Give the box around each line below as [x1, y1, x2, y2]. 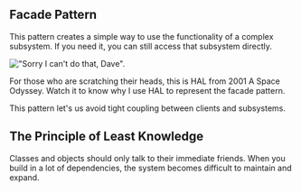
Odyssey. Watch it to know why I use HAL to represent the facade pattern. [9, 85, 286, 96]
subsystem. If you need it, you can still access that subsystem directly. [9, 41, 273, 51]
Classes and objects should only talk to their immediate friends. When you [9, 152, 287, 163]
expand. [9, 171, 40, 183]
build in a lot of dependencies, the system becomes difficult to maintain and [9, 162, 292, 173]
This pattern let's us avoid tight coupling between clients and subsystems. [9, 103, 287, 114]
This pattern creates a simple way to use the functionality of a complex [9, 31, 274, 41]
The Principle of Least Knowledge [9, 129, 204, 144]
